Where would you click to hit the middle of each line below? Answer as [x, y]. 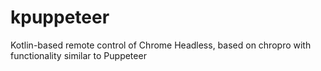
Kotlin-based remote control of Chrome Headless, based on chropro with [161, 45]
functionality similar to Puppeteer [78, 55]
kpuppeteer [60, 17]
